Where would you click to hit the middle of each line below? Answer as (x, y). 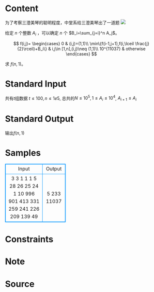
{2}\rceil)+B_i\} (32, 49)
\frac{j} (142, 43)
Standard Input (36, 84)
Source (20, 284)
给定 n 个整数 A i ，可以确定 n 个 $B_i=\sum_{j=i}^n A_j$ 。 (62, 33)
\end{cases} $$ (81, 54)
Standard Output (39, 119)
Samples (23, 153)
